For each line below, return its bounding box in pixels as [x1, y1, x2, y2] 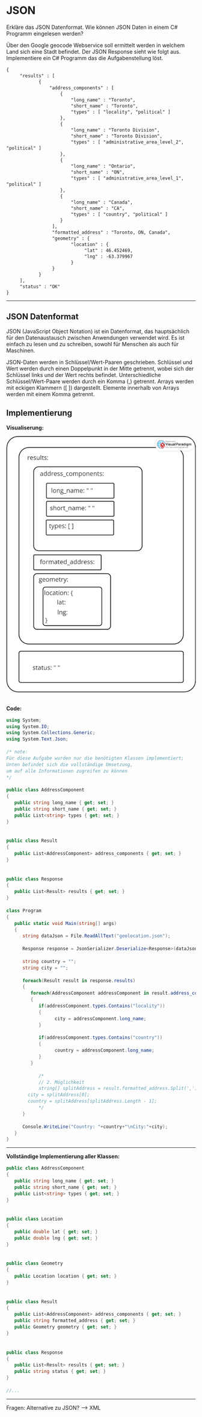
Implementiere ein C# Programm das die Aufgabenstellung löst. [6, 54, 164, 61]
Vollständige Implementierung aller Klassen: [6, 1153, 120, 1160]
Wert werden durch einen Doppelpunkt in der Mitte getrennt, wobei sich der [6, 365, 194, 372]
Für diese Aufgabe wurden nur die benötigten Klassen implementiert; [6, 755, 185, 761]
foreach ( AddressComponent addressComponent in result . [30, 990, 171, 997]
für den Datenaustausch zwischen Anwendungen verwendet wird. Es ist [6, 334, 185, 341]
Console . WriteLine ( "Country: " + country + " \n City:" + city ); [22, 1124, 168, 1130]
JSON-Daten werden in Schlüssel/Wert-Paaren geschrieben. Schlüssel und [6, 358, 192, 366]
